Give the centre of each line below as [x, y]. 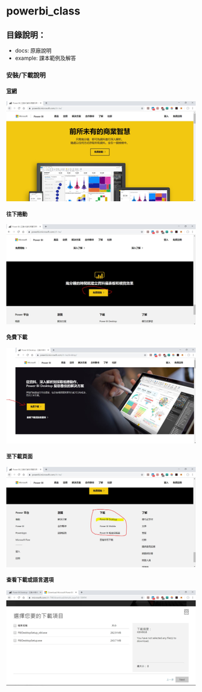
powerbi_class [43, 11]
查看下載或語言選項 [30, 580]
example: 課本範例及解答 [45, 58]
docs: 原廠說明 [33, 50]
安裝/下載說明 [26, 75]
